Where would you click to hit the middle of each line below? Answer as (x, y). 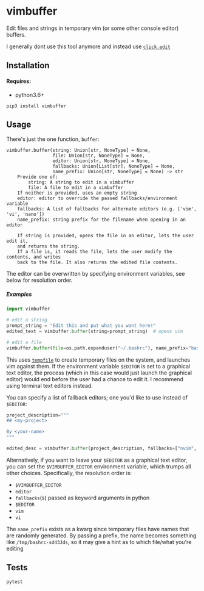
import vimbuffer (28, 309)
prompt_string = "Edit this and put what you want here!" (81, 326)
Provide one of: (38, 177)
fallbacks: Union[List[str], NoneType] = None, (114, 167)
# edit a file (24, 342)
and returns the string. (49, 246)
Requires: (19, 81)
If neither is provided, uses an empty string (77, 193)
